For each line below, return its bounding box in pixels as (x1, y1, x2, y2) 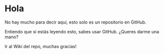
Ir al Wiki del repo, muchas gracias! (4, 43, 77, 49)
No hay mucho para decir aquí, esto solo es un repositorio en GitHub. (4, 19, 147, 25)
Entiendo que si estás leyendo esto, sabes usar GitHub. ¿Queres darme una (4, 28, 160, 34)
